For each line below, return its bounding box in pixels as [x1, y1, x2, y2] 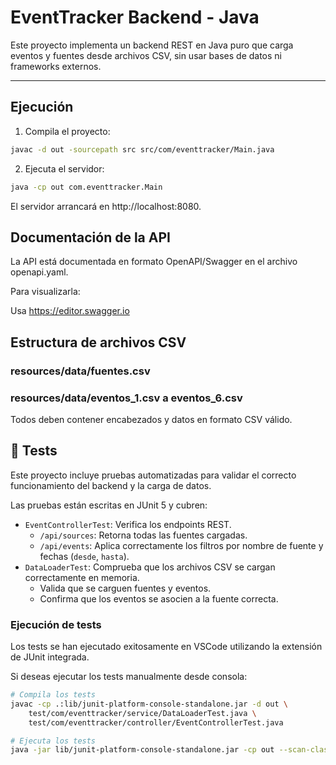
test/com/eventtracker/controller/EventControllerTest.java [28, 717, 284, 728]
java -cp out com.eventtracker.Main [10, 182, 163, 192]
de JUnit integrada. [10, 651, 90, 663]
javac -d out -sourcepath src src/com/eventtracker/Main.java [10, 144, 275, 155]
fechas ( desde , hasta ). [39, 550, 130, 562]
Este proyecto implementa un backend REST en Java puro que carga [10, 39, 294, 51]
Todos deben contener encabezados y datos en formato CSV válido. [10, 413, 293, 425]
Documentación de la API [10, 229, 171, 246]
